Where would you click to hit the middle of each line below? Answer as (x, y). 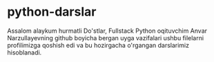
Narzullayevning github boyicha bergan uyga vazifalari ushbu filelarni (106, 37)
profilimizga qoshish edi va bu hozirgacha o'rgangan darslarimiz (98, 45)
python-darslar (52, 12)
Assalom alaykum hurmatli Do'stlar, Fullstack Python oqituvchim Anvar (107, 31)
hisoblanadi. (25, 52)
